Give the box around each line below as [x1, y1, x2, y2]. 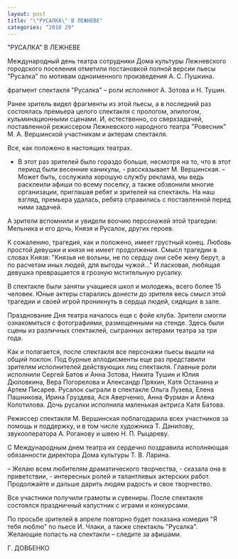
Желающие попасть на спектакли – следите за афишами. [7, 530, 182, 538]
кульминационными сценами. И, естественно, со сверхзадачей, [7, 115, 204, 123]
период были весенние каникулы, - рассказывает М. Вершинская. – [17, 165, 225, 174]
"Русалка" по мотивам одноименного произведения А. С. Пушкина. [7, 72, 215, 80]
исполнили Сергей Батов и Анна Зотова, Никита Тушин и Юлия [7, 370, 200, 379]
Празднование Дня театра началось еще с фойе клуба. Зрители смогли [7, 311, 227, 320]
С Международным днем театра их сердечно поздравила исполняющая [7, 443, 229, 452]
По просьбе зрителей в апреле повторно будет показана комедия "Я [7, 515, 218, 523]
